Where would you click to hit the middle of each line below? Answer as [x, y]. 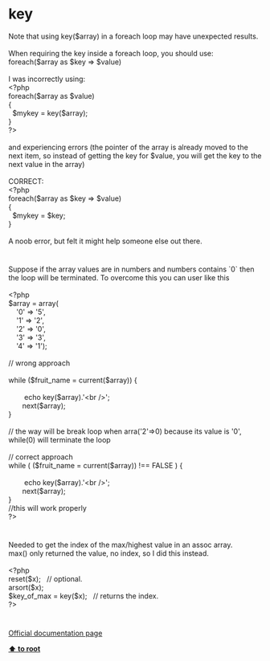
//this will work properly [47, 508]
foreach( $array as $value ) [51, 96]
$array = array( [33, 304]
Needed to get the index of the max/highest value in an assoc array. [121, 545]
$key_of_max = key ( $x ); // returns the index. [84, 596]
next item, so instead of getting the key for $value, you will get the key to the [135, 155]
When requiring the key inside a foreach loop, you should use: [111, 53]
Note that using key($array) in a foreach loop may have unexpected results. [133, 36]
